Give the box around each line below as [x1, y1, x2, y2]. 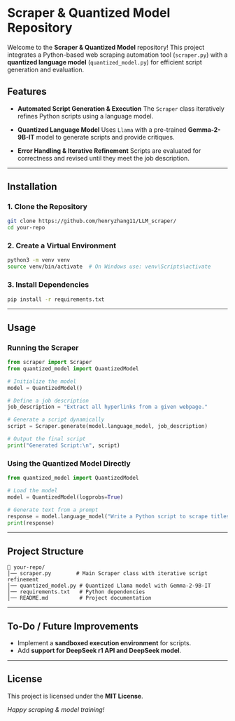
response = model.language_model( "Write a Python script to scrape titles [7, 513, 230, 520]
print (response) [7, 519, 55, 527]
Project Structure [7, 545, 84, 557]
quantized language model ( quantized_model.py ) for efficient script [7, 58, 203, 66]
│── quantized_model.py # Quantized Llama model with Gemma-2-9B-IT [7, 582, 211, 590]
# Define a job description [7, 397, 90, 404]
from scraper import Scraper [7, 359, 92, 366]
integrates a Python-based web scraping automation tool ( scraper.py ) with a [7, 50, 228, 59]
